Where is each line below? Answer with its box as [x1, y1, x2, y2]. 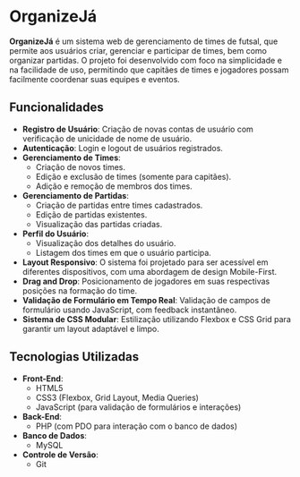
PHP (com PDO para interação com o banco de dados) [35, 421, 238, 431]
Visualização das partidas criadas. [35, 218, 163, 229]
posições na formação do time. [21, 285, 137, 296]
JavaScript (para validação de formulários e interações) [35, 401, 242, 413]
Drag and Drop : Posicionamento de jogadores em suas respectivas [21, 276, 270, 286]
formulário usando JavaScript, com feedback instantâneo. [21, 304, 237, 315]
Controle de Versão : [21, 449, 99, 460]
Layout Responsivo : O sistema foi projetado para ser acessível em [21, 257, 269, 268]
